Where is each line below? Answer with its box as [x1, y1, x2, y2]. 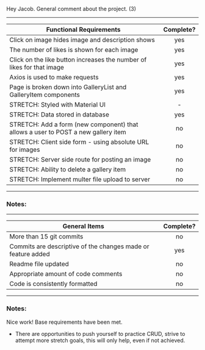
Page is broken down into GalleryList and [9, 83, 127, 91]
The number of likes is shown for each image [9, 46, 138, 54]
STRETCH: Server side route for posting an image [9, 155, 151, 163]
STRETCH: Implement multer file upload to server [9, 175, 151, 184]
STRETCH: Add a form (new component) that [9, 120, 138, 129]
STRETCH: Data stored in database [9, 110, 110, 118]
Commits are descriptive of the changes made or [9, 242, 149, 251]
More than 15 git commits [9, 232, 84, 241]
